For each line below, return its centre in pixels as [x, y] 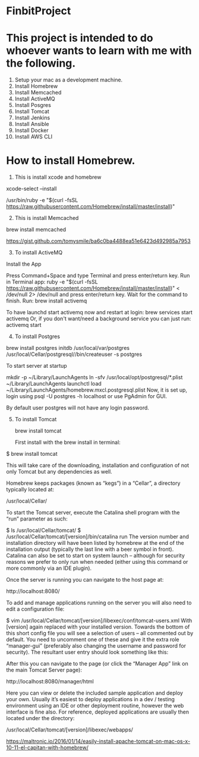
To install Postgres [37, 336]
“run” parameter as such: [37, 519]
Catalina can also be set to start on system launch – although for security [96, 556]
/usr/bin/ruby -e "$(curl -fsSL [42, 200]
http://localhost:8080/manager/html [50, 682]
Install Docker [31, 130]
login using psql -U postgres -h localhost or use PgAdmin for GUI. [87, 396]
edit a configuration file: [35, 609]
